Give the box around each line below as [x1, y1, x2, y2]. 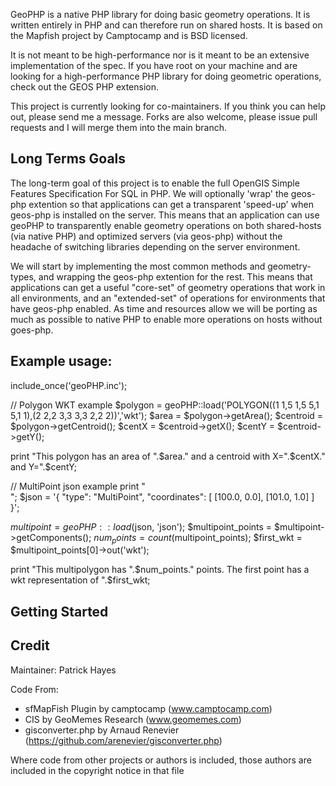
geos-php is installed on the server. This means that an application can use [10, 209, 320, 221]
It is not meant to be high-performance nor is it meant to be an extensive [10, 49, 310, 61]
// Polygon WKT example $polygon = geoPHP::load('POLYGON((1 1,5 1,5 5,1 [10, 399, 320, 411]
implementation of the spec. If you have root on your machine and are [10, 60, 298, 71]
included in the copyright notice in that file [10, 764, 185, 776]
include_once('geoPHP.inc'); [10, 379, 128, 391]
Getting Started [10, 603, 109, 620]
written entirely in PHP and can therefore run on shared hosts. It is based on [10, 19, 323, 31]
